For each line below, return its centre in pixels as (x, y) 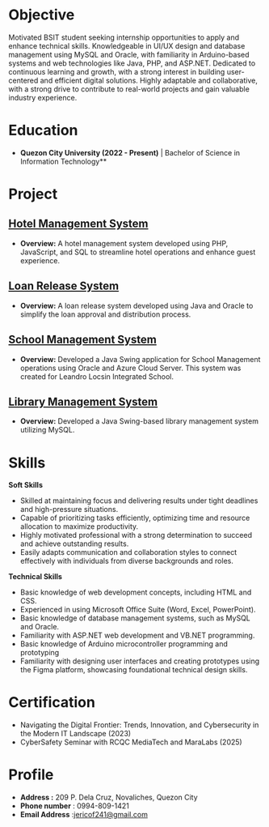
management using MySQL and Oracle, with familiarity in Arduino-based (129, 54)
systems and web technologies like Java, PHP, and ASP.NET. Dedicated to (132, 63)
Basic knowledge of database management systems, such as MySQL (135, 618)
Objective (42, 15)
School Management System (83, 340)
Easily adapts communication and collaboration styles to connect (128, 552)
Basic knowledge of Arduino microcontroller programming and (124, 644)
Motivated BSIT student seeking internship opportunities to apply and (124, 37)
